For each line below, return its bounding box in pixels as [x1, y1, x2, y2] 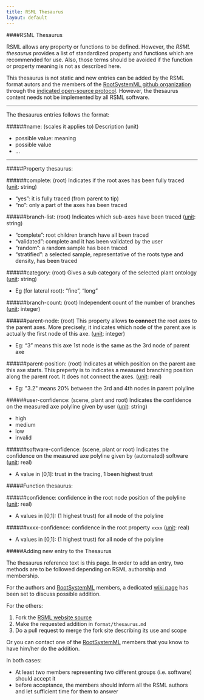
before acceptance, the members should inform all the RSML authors [15, 681, 188, 688]
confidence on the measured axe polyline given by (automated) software [6, 452, 188, 459]
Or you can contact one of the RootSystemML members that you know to [6, 638, 189, 645]
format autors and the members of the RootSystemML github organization [6, 80, 191, 88]
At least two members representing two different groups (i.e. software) [15, 668, 192, 676]
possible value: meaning [15, 134, 76, 141]
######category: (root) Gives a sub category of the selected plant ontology [6, 268, 197, 276]
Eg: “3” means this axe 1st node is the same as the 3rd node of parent [15, 341, 190, 349]
